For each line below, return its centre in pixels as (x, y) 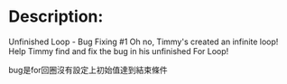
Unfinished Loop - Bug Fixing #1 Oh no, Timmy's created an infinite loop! (143, 42)
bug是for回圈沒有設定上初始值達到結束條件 (88, 70)
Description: (56, 17)
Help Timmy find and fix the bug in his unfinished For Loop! (119, 51)
